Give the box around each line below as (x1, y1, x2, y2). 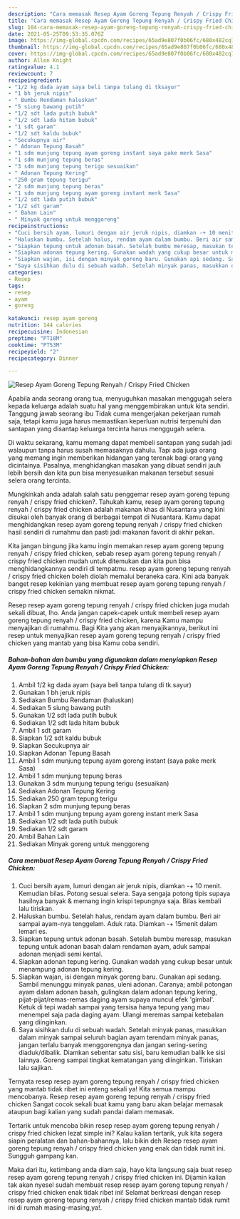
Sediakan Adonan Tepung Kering (18, 787, 115, 796)
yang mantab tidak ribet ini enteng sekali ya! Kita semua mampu (8, 1085, 196, 1094)
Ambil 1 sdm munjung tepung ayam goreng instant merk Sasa (18, 810, 199, 818)
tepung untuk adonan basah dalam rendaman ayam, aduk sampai (18, 942, 211, 951)
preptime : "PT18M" (8, 334, 63, 342)
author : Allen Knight (8, 57, 73, 64)
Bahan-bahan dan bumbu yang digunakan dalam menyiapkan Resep (8, 655, 218, 664)
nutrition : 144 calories (8, 322, 82, 329)
